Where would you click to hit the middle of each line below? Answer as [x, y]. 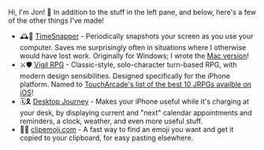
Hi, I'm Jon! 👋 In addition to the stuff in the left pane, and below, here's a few [132, 12]
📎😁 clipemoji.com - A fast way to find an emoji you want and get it [126, 129]
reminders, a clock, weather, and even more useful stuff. [111, 121]
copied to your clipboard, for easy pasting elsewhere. [106, 138]
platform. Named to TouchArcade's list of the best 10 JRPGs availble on [136, 84]
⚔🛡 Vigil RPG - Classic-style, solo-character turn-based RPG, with [128, 64]
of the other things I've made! [56, 20]
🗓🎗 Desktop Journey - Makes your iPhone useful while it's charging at [134, 101]
